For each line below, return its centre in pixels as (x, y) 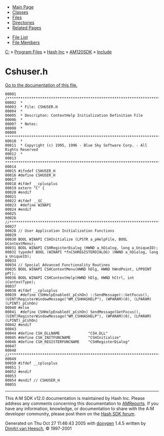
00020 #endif (18, 192)
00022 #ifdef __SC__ (26, 201)
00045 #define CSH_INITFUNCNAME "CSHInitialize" (63, 337)
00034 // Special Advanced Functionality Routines (58, 265)
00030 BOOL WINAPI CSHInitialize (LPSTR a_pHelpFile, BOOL (66, 239)
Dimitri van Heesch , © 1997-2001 (39, 428)
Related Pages (27, 28)
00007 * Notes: (21, 124)
